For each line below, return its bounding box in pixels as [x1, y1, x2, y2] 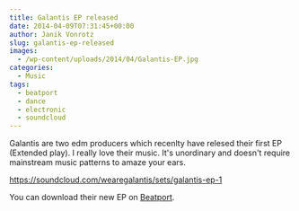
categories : [9, 64, 54, 73]
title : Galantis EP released [9, 13, 119, 22]
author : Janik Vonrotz [9, 30, 94, 39]
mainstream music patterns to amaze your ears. [9, 157, 186, 168]
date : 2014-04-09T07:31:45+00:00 [9, 22, 135, 31]
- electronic [17, 105, 66, 114]
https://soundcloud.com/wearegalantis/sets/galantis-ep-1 [9, 174, 223, 185]
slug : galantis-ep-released [9, 38, 115, 48]
